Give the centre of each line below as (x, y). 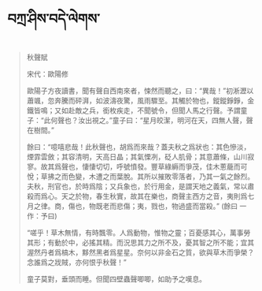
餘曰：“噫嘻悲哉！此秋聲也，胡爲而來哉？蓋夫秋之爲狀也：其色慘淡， (138, 147)
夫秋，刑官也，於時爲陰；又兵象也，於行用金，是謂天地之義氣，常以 (137, 186)
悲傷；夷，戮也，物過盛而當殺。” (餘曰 (177, 206)
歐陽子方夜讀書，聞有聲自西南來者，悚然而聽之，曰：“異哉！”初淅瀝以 (140, 91)
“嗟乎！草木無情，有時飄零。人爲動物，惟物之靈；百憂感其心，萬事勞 (138, 233)
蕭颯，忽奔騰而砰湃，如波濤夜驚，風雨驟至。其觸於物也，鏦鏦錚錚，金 (140, 100)
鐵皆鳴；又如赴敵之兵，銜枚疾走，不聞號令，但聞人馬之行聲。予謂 (133, 110)
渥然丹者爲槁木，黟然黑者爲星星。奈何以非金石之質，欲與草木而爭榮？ (140, 252)
